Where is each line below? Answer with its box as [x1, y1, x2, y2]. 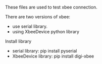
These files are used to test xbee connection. [5, 4, 98, 10]
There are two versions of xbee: [5, 14, 70, 19]
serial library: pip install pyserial [12, 48, 77, 54]
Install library [5, 38, 32, 44]
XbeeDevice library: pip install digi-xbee [12, 53, 94, 59]
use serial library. [12, 23, 48, 29]
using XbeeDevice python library [12, 29, 80, 34]
